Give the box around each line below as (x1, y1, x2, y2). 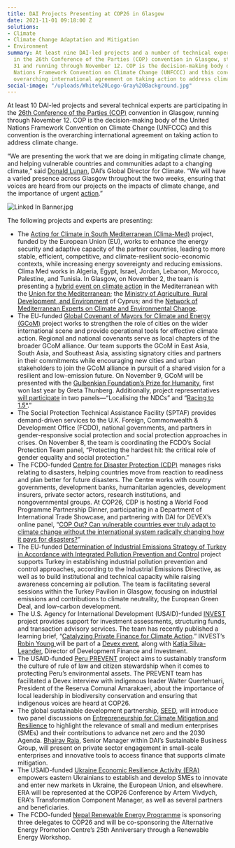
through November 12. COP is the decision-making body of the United (7, 116, 209, 125)
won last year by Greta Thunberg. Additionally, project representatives (17, 386, 220, 395)
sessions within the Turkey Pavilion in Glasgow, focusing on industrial (17, 587, 218, 596)
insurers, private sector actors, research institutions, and (17, 491, 181, 499)
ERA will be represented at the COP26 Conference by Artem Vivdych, (17, 788, 218, 797)
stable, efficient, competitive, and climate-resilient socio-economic (17, 252, 211, 261)
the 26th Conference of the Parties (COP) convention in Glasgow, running (7, 109, 219, 117)
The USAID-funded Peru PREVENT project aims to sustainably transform (17, 655, 227, 663)
